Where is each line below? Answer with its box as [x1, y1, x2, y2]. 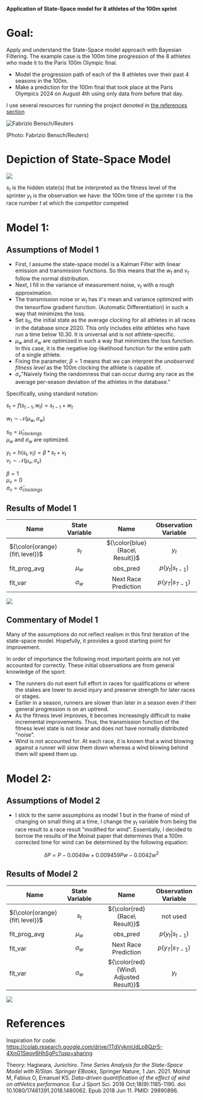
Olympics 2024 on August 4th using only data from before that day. [14, 90, 184, 97]
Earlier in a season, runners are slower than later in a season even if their [14, 699, 197, 706]
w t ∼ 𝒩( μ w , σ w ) [6, 415, 45, 423]
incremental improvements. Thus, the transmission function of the [14, 718, 179, 726]
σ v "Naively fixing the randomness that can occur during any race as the [14, 371, 195, 379]
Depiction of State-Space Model [6, 153, 171, 167]
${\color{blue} [106, 539, 147, 547]
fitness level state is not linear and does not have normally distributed [14, 724, 188, 732]
